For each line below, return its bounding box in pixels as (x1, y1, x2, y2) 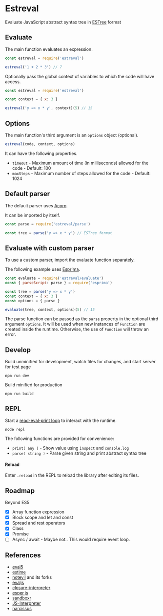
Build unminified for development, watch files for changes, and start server (5, 359, 156, 365)
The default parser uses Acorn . (5, 202, 68, 208)
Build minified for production (5, 382, 62, 388)
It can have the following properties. (5, 150, 78, 156)
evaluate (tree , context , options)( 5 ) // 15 (5, 307, 95, 312)
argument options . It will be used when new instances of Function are (5, 321, 145, 327)
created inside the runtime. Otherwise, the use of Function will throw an (5, 326, 149, 332)
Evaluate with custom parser (5, 244, 94, 252)
